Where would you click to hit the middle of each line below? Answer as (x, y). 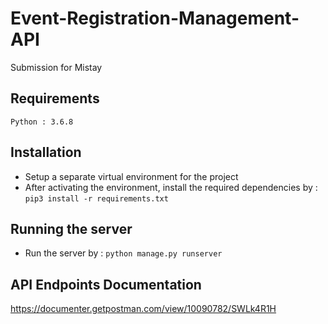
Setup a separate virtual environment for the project (131, 176)
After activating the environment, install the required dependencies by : (171, 187)
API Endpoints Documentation (106, 284)
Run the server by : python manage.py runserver (123, 253)
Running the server (71, 228)
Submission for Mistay (56, 67)
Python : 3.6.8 (42, 122)
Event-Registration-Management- (155, 18)
